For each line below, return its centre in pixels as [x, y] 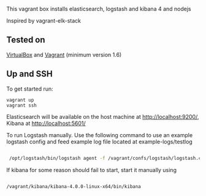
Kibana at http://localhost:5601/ [46, 123]
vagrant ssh [21, 105]
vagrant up [20, 100]
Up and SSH [30, 74]
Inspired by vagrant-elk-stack [44, 21]
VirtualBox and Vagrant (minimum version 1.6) [64, 55]
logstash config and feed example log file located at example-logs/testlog [100, 141]
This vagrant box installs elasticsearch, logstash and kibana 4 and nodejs [99, 9]
